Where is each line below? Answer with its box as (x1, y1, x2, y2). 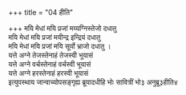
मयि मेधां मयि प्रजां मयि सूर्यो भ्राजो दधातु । (8, 42, 111, 51)
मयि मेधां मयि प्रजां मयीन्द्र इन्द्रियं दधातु (8, 33, 101, 42)
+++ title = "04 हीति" (8, 8, 74, 17)
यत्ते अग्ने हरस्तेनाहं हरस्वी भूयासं (8, 69, 88, 77)
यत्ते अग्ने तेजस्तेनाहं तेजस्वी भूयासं (8, 50, 94, 60)
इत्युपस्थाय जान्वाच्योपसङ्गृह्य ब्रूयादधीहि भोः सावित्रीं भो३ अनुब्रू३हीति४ (8, 77, 179, 87)
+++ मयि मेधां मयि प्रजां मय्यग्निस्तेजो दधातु (8, 24, 117, 33)
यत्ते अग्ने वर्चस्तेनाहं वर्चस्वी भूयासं (8, 60, 91, 69)
